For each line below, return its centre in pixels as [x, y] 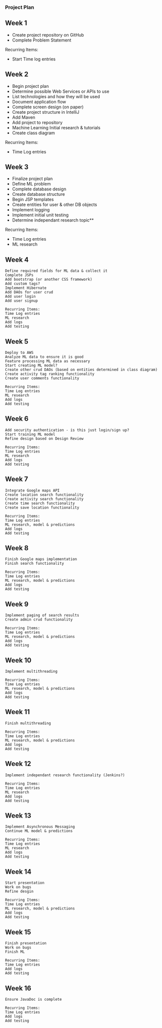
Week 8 [17, 548]
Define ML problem [31, 184]
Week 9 [17, 604]
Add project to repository [37, 122]
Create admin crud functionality [39, 620]
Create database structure [38, 194]
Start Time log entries [34, 59]
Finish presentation [26, 944]
